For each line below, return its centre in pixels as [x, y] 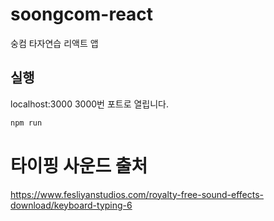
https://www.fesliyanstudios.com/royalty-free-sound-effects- [137, 194]
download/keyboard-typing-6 [71, 205]
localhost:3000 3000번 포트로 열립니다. [90, 104]
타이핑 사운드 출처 [79, 165]
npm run [26, 123]
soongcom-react [82, 14]
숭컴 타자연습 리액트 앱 [54, 43]
